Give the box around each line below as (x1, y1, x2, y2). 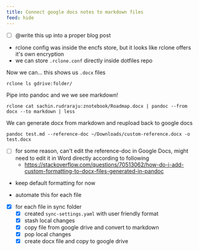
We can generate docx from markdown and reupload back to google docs (6, 119, 193, 127)
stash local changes (24, 217, 75, 224)
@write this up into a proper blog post (15, 31, 111, 39)
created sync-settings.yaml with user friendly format (24, 209, 159, 217)
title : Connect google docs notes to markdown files (6, 9, 144, 15)
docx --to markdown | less (6, 108, 75, 115)
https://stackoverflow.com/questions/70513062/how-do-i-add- (24, 160, 184, 168)
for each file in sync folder (15, 203, 82, 210)
